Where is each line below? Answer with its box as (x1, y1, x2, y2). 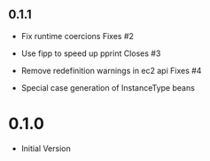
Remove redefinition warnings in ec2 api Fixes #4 (20, 65, 202, 76)
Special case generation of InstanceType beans (20, 82, 196, 93)
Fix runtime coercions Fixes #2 (20, 30, 135, 41)
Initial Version (20, 142, 72, 154)
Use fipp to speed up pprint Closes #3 (20, 48, 161, 59)
